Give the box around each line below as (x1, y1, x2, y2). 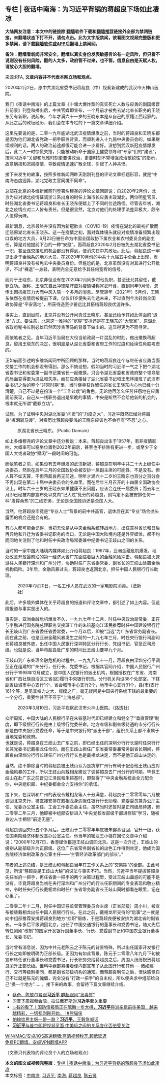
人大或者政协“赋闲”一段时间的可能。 (9, 450, 82, 456)
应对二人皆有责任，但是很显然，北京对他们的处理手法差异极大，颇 (22, 206, 156, 212)
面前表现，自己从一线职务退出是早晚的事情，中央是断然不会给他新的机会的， (5, 394, 160, 400)
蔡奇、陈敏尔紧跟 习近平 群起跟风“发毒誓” (12, 991, 95, 997)
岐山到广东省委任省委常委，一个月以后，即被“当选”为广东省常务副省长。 (13, 628, 160, 634)
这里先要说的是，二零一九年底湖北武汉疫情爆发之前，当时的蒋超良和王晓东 (5, 130, 156, 136)
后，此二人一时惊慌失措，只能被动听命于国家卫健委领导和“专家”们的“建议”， (5, 148, 159, 154)
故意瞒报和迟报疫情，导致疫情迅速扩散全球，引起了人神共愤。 (5, 161, 130, 167)
